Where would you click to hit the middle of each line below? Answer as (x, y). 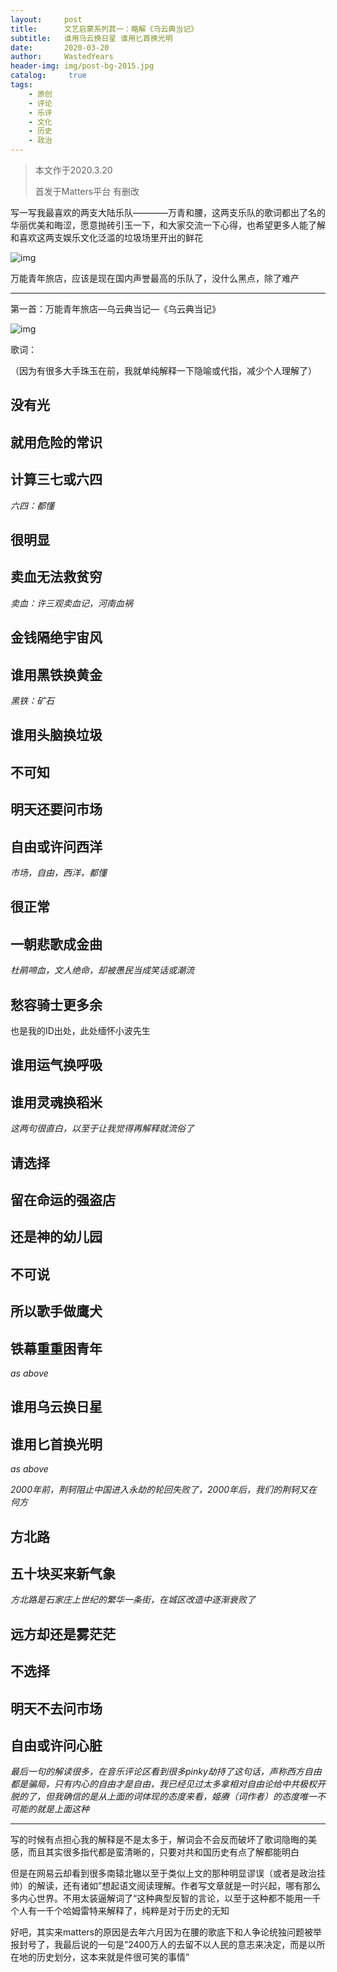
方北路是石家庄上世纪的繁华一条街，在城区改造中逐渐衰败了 (133, 1600)
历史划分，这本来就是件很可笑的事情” (113, 1957)
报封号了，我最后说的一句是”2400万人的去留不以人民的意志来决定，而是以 (163, 1945)
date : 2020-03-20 (60, 47)
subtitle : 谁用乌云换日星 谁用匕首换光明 (91, 38)
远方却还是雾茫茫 (63, 1634)
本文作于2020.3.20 (73, 170)
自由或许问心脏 (56, 1745)
